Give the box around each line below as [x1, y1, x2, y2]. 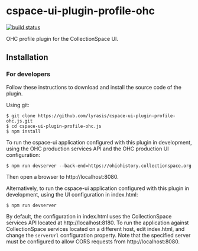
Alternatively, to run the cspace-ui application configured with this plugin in [6, 185, 190, 192]
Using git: [6, 101, 30, 108]
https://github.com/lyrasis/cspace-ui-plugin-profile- [37, 112, 176, 119]
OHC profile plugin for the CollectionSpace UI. [6, 35, 119, 42]
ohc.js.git [6, 118, 33, 124]
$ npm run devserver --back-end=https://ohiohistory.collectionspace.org [6, 163, 192, 169]
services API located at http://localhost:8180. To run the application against [6, 219, 189, 226]
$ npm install [6, 128, 41, 134]
